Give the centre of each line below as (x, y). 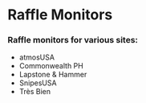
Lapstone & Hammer (53, 75)
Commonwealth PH (51, 66)
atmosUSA (37, 57)
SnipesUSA (38, 83)
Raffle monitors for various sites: (73, 40)
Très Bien (35, 92)
